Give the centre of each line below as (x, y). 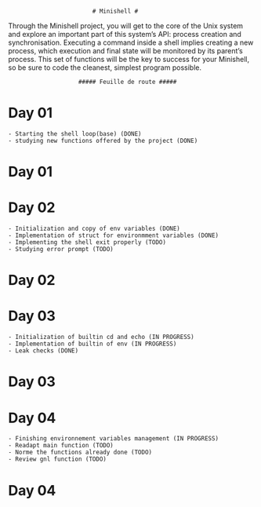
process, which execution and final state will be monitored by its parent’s (125, 51)
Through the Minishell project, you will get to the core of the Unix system (126, 26)
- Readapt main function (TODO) (61, 446)
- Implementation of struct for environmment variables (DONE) (114, 235)
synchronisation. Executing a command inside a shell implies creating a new (131, 42)
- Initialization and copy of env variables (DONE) (94, 229)
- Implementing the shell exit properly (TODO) (87, 243)
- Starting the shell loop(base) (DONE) (75, 133)
